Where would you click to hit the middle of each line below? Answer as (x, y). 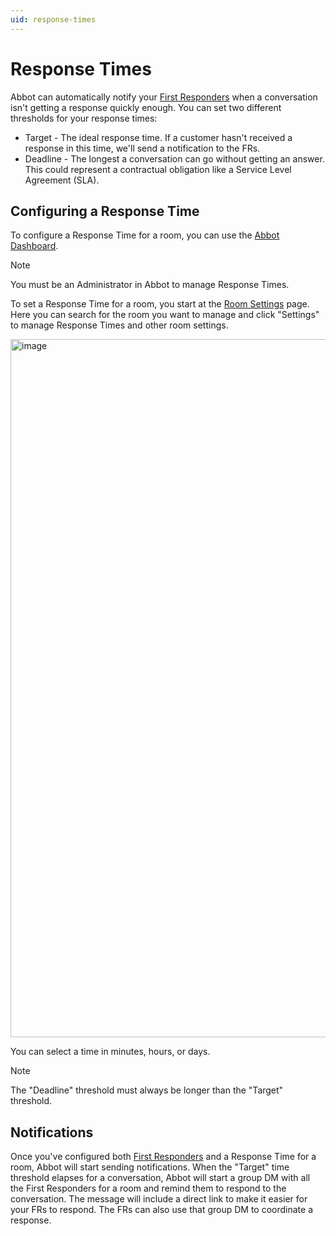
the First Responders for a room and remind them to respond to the (148, 1188)
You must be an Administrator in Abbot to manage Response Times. (150, 285)
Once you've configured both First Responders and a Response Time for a (163, 1157)
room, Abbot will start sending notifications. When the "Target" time (150, 1167)
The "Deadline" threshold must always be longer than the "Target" (147, 1090)
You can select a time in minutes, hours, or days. (110, 1052)
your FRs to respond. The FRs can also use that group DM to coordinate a (162, 1210)
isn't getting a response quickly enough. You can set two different (146, 107)
